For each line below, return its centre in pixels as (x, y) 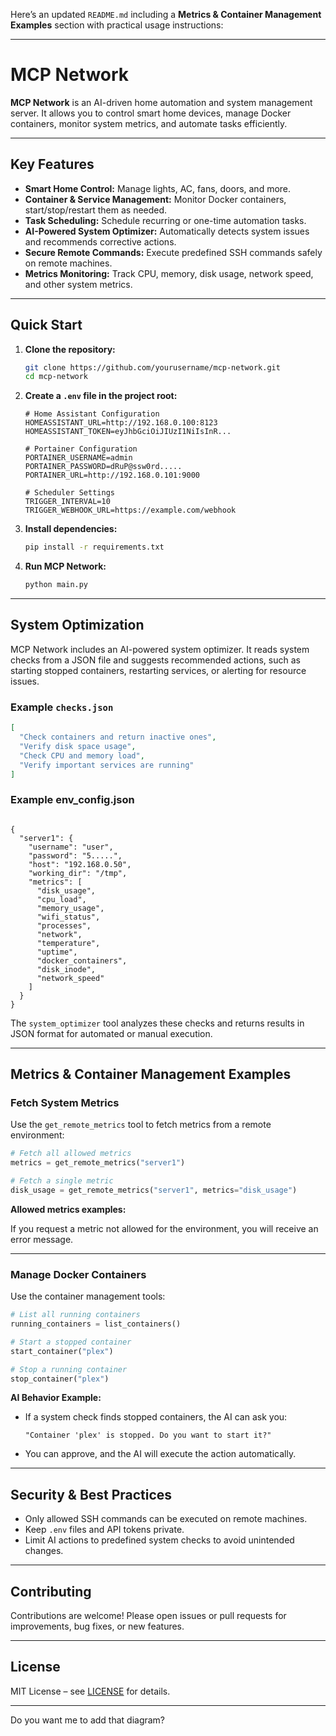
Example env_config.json (72, 800)
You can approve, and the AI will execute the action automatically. (160, 1454)
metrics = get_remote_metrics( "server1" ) (98, 1163)
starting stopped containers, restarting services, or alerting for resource (158, 670)
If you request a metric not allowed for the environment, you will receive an (164, 1228)
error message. (42, 1239)
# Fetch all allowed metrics (71, 1154)
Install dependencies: (71, 529)
